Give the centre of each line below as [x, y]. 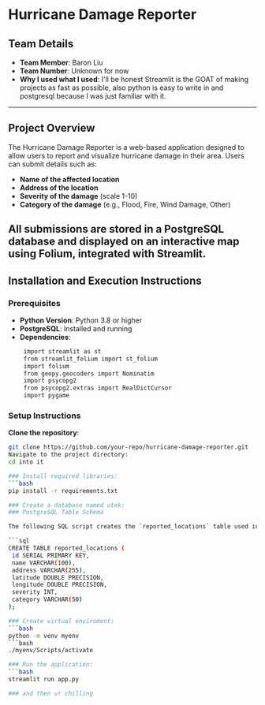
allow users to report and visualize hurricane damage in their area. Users [126, 155]
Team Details [41, 44]
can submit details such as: [52, 164]
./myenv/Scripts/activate [50, 651]
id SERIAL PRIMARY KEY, [50, 555]
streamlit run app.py [44, 680]
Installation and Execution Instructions [105, 280]
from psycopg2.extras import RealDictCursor [97, 388]
